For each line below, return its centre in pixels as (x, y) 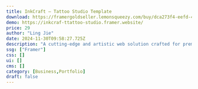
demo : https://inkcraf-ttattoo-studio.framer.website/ (75, 22)
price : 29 (18, 28)
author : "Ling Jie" (30, 33)
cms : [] (16, 66)
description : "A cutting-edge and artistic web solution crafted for (93, 44)
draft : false (22, 77)
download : (18, 17)
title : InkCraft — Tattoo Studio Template (59, 11)
